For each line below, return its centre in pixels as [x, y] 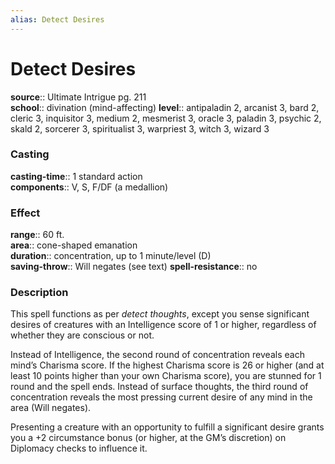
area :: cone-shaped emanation [74, 245]
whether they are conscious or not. [82, 335]
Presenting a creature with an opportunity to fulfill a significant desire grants [167, 427]
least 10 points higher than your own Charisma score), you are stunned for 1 [166, 376]
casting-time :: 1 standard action [76, 176]
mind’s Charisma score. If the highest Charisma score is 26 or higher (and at [167, 365]
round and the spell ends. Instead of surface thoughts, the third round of [159, 387]
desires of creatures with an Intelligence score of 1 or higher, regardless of [163, 325]
